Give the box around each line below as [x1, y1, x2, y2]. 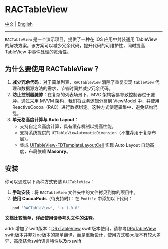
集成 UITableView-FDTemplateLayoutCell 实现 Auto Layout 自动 [19, 142, 150, 148]
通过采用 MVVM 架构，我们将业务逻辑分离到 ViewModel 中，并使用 [21, 98, 160, 104]
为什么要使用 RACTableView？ [5, 65, 100, 73]
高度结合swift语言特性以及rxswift [13, 238, 82, 244]
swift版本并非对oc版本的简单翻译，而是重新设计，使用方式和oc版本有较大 [5, 232, 157, 238]
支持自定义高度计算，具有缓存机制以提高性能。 [19, 123, 116, 129]
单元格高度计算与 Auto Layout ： [12, 116, 79, 122]
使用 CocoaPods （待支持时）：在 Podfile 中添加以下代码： [12, 195, 133, 201]
